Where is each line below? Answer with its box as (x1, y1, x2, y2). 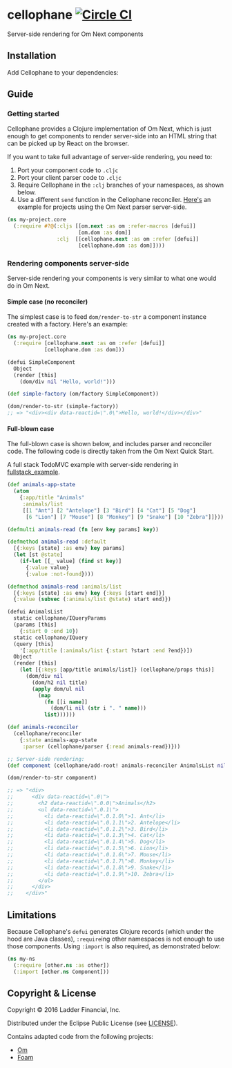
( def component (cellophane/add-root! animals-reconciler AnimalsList (7, 762, 215, 769)
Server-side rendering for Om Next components (7, 30, 144, 38)
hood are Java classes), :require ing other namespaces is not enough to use (7, 934, 224, 943)
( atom (13, 488, 30, 495)
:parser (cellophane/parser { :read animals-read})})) (22, 743, 181, 750)
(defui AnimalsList (7, 609, 64, 616)
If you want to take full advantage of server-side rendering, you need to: (7, 153, 213, 161)
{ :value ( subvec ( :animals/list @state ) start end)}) (13, 596, 171, 603)
